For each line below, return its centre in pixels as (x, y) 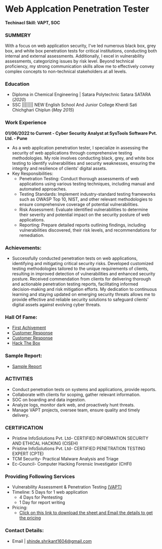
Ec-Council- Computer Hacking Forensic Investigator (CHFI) (72, 464)
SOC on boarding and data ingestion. (49, 400)
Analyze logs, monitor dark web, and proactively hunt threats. (73, 405)
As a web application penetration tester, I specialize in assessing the (80, 148)
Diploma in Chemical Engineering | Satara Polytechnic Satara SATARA (81, 94)
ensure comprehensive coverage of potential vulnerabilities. (79, 204)
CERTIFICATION (24, 427)
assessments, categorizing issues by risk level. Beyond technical (70, 61)
